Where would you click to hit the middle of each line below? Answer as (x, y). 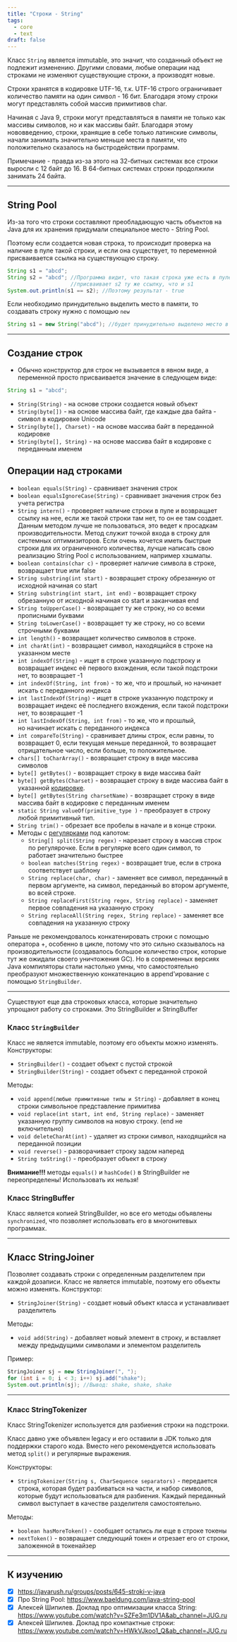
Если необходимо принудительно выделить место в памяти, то (103, 304)
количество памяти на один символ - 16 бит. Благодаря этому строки (113, 97)
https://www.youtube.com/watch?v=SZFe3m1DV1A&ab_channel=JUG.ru (122, 1615)
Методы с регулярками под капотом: (74, 832)
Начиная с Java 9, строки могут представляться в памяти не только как (116, 118)
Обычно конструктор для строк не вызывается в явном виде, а (113, 370)
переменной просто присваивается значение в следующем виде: (117, 377)
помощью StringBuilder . (45, 981)
